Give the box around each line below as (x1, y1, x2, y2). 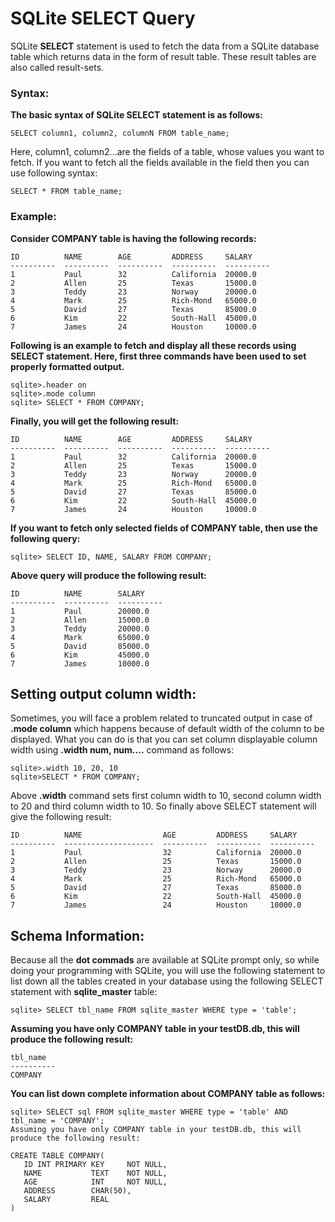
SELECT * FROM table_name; (10, 187, 123, 197)
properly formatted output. (10, 360, 125, 372)
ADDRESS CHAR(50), (23, 1186, 132, 1196)
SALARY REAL (23, 1195, 110, 1205)
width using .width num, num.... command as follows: (10, 744, 235, 756)
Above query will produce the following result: (10, 569, 207, 581)
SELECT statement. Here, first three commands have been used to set (10, 350, 307, 362)
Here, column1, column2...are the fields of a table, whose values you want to (10, 146, 325, 158)
